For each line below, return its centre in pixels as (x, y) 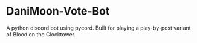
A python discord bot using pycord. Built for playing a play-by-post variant (99, 28)
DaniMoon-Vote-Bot (58, 11)
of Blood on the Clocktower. (41, 34)
